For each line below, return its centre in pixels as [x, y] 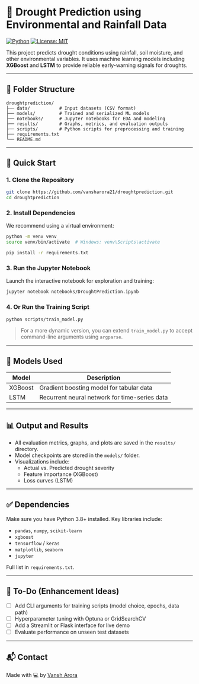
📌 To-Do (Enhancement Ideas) [63, 591]
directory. [26, 449]
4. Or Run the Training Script [48, 307]
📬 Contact [27, 657]
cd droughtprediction [33, 198]
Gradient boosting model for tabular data [96, 388]
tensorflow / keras [37, 543]
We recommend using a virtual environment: [60, 226]
